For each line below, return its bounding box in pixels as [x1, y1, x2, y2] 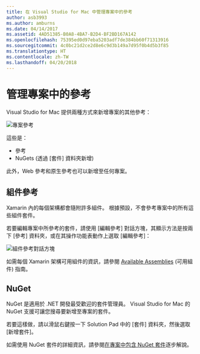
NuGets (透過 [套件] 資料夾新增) [15, 155, 94, 162]
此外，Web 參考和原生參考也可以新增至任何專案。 [6, 168, 131, 175]
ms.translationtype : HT [6, 48, 66, 54]
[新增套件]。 [6, 328, 37, 336]
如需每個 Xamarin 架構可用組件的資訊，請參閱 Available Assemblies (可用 [6, 258, 188, 265]
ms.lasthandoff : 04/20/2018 [6, 59, 77, 65]
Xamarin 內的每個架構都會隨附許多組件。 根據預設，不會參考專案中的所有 [6, 204, 189, 212]
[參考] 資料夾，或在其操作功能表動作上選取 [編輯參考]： [13, 232, 151, 240]
